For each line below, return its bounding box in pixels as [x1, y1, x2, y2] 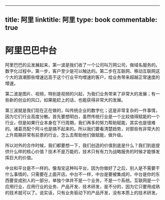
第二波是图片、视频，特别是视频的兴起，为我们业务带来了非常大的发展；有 [5, 91, 156, 97]
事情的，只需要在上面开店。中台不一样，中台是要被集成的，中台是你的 [13, 171, 156, 177]
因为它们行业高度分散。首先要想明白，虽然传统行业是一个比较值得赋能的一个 [5, 114, 160, 119]
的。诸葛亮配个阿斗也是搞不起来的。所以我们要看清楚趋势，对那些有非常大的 [5, 126, 160, 132]
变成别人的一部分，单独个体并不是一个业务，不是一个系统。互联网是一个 [13, 177, 160, 183]
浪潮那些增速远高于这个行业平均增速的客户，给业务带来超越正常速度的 [18, 74, 160, 80]
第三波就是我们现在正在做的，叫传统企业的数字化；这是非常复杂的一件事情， [5, 108, 160, 114]
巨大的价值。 [9, 155, 35, 161]
